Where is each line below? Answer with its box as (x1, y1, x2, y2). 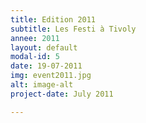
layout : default (10, 42, 78, 53)
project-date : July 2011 (10, 89, 114, 99)
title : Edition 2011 (10, 14, 97, 25)
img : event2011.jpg (10, 71, 92, 81)
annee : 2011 (10, 33, 60, 43)
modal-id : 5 (10, 52, 60, 62)
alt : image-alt (10, 80, 74, 90)
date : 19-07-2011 (10, 61, 83, 71)
